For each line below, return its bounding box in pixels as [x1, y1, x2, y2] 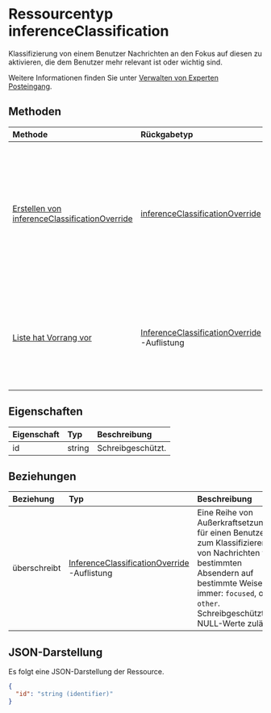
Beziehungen [8, 469, 77, 483]
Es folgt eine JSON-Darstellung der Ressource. [8, 667, 165, 677]
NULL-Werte [197, 618, 246, 629]
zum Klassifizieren [197, 537, 267, 548]
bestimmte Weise [197, 577, 263, 589]
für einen [197, 527, 231, 539]
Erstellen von [12, 202, 62, 214]
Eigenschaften [8, 405, 83, 419]
